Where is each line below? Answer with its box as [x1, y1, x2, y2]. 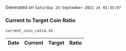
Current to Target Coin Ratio [5, 17, 76, 24]
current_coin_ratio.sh [5, 28, 53, 33]
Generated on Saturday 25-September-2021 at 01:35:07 [5, 5, 121, 10]
